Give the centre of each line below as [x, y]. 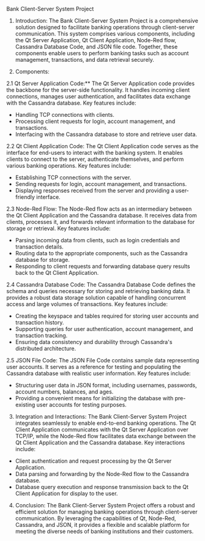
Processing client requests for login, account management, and [95, 121]
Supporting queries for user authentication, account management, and [104, 329]
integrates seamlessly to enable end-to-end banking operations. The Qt [106, 423]
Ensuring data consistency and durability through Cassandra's [94, 342]
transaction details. [39, 247]
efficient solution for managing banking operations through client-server [106, 512]
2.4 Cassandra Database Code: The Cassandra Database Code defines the [101, 285]
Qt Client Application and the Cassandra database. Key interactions [100, 442]
